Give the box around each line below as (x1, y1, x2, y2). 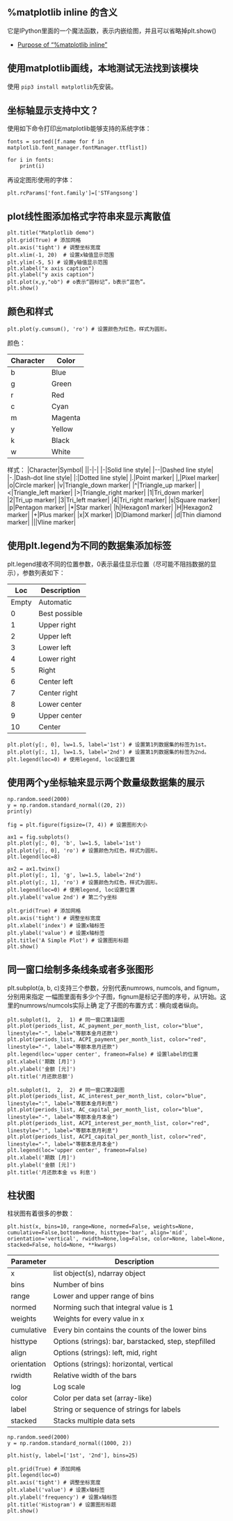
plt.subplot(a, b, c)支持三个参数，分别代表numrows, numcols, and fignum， (7, 983, 223, 992)
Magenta (51, 413, 81, 423)
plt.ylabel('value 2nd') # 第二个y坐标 (7, 894, 118, 901)
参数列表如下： (22, 568, 65, 577)
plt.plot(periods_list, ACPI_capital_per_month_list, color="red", (7, 1133, 207, 1140)
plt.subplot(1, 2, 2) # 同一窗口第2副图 (7, 1086, 125, 1093)
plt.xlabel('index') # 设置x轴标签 (7, 922, 106, 929)
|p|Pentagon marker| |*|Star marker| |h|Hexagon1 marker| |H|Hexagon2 (7, 503, 214, 511)
